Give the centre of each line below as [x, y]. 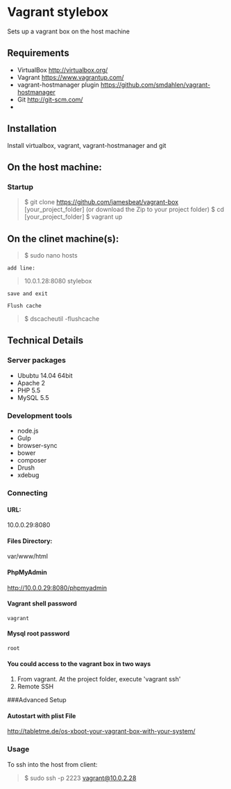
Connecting [27, 492]
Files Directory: [30, 541]
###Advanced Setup [37, 700]
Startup [20, 187]
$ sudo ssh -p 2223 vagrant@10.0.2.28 [80, 778]
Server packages [36, 360]
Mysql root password [38, 633]
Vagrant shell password [42, 604]
